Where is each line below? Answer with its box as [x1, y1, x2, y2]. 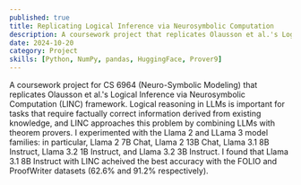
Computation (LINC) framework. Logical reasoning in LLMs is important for [9, 99, 285, 109]
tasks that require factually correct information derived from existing [9, 109, 262, 119]
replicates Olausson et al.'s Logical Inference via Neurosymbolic [9, 89, 246, 100]
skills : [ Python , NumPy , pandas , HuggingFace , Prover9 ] [9, 55, 222, 64]
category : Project [9, 47, 78, 56]
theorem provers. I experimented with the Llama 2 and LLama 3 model [9, 128, 269, 137]
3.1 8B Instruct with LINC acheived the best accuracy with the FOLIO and [9, 156, 278, 166]
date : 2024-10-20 [9, 38, 74, 48]
